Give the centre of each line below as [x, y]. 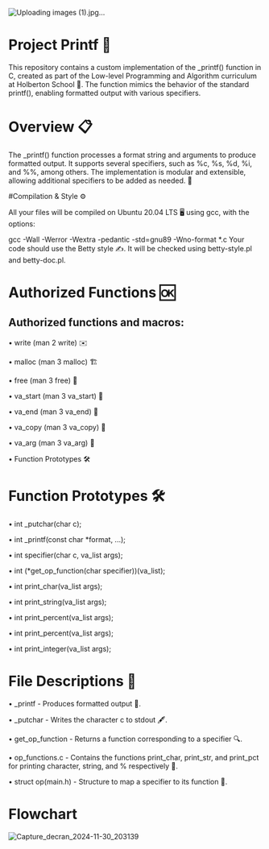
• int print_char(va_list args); [56, 586]
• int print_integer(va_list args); [60, 648]
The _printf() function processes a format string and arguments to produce [132, 155]
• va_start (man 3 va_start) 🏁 [56, 396]
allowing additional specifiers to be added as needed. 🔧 [100, 180]
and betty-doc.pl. [37, 260]
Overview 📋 [50, 127]
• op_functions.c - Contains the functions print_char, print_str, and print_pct [134, 757]
